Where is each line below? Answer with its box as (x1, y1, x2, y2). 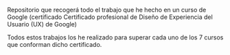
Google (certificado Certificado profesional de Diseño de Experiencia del (7, 13, 213, 21)
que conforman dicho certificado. (7, 41, 102, 48)
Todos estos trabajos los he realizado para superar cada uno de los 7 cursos (7, 33, 224, 41)
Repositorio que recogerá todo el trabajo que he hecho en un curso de (7, 6, 207, 14)
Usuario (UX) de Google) (7, 20, 78, 28)
